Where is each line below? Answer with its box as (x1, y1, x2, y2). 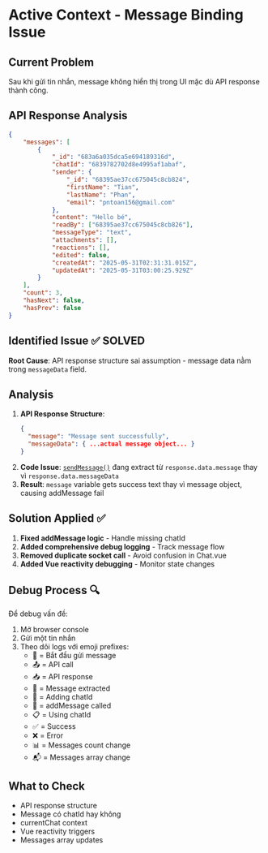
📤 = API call (32, 660, 74, 670)
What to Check (8, 779, 85, 793)
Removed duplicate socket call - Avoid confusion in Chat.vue (19, 550, 227, 560)
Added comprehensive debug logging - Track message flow (19, 541, 225, 551)
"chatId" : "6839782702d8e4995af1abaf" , (51, 161, 186, 169)
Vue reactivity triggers (19, 826, 96, 837)
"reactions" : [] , (51, 243, 111, 252)
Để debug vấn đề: (8, 609, 69, 618)
